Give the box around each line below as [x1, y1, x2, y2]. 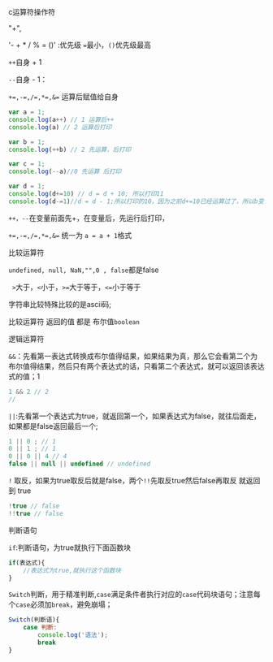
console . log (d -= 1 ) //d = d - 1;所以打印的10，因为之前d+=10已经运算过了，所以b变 [8, 197, 264, 206]
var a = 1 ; [8, 108, 45, 116]
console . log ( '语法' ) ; [37, 631, 108, 639]
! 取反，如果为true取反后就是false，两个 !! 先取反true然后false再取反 [8, 476, 237, 485]
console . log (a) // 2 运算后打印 [8, 123, 112, 132]
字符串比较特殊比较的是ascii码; [8, 299, 112, 309]
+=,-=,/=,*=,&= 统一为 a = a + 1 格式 [8, 230, 132, 240]
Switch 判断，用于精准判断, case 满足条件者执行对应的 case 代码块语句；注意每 [8, 590, 262, 599]
